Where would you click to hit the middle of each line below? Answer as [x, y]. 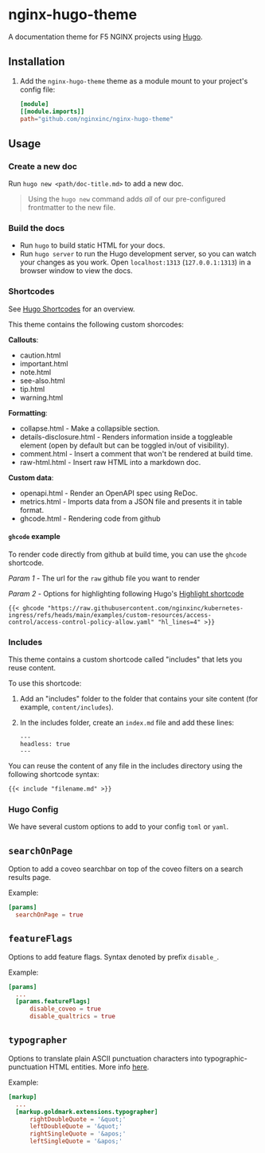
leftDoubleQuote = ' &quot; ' [76, 1127]
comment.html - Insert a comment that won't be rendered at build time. [136, 453]
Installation [37, 62]
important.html [44, 363]
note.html [35, 372]
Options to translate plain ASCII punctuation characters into [105, 1058]
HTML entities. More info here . [99, 1067]
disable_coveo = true [65, 1009]
